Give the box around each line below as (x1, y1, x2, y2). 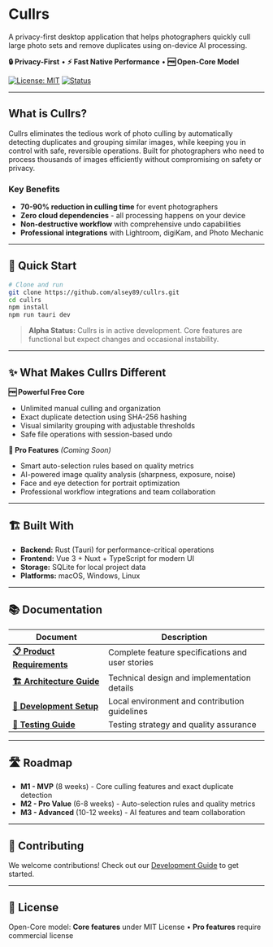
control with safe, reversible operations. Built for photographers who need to (8, 146, 265, 156)
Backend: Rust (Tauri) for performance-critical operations (19, 545, 214, 555)
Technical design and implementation (108, 672, 252, 683)
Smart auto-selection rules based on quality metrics (19, 461, 195, 471)
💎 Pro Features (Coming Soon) (8, 445, 111, 455)
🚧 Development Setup (12, 700, 99, 712)
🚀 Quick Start (8, 259, 77, 273)
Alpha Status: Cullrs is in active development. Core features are (28, 326, 243, 335)
